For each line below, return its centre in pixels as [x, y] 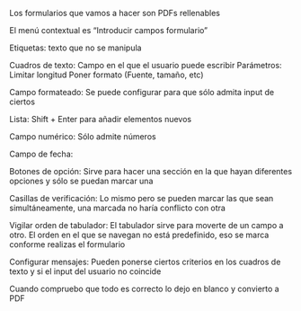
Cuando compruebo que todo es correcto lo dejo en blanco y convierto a [145, 289]
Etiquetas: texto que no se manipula [75, 48]
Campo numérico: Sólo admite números [83, 137]
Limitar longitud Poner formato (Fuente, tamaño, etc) [106, 75]
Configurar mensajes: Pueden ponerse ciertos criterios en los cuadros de [145, 262]
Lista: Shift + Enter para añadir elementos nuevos [100, 119]
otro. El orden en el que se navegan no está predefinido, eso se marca [139, 235]
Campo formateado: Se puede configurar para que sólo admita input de [142, 92]
